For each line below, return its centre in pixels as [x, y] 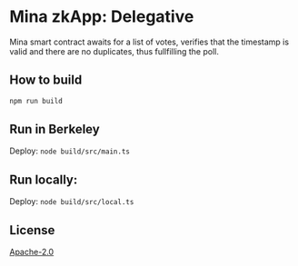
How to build [46, 80]
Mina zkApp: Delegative [102, 17]
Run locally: [44, 179]
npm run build [36, 101]
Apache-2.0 [32, 252]
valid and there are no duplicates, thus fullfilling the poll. [114, 51]
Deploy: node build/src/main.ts [70, 151]
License [32, 230]
